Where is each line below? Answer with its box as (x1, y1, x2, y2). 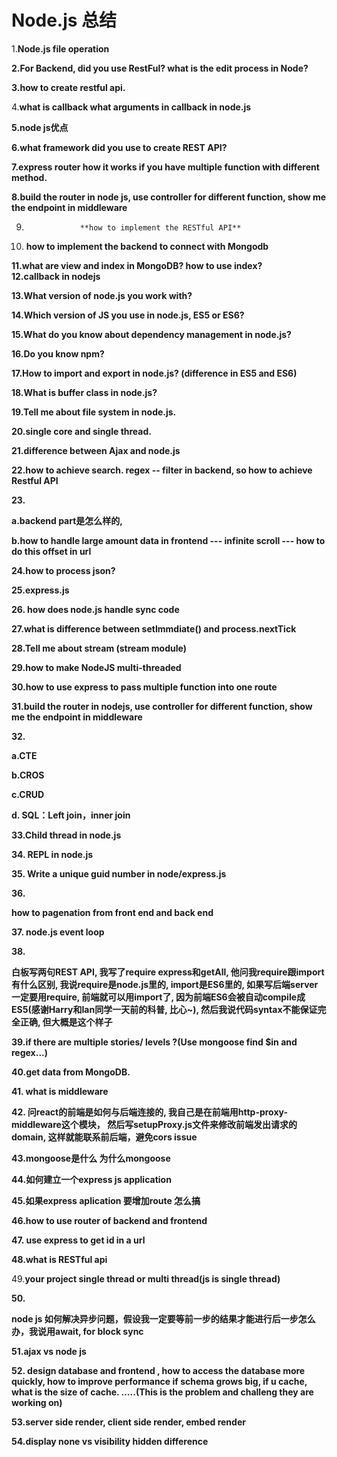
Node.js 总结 (11, 9, 118, 32)
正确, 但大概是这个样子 (19, 1016, 113, 1028)
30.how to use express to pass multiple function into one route (11, 681, 278, 693)
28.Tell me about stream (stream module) (11, 642, 187, 654)
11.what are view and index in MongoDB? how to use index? (11, 259, 263, 271)
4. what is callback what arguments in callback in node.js (11, 101, 252, 113)
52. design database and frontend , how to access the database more (11, 1364, 306, 1376)
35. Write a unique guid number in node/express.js (11, 867, 227, 880)
